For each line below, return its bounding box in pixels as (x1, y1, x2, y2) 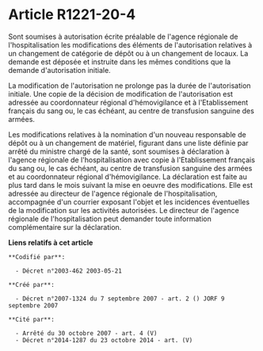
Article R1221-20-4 (8, 6, 136, 24)
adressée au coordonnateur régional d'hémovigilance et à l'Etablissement (8, 97, 249, 107)
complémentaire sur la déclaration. (8, 222, 122, 231)
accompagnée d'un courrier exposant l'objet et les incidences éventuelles (8, 196, 250, 207)
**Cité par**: (8, 315, 55, 323)
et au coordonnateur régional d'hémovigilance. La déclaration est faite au (8, 172, 247, 181)
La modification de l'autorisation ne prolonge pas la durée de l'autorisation (8, 81, 251, 90)
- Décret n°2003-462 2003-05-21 (15, 267, 123, 275)
